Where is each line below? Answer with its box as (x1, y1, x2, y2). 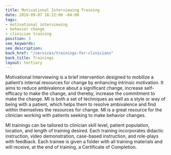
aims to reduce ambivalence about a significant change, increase (5, 85, 143, 91)
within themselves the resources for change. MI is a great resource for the (5, 107, 162, 113)
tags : (5, 17, 17, 22)
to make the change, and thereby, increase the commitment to (23, 90, 155, 96)
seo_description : (5, 46, 43, 51)
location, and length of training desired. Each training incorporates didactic (5, 128, 164, 134)
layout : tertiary (5, 60, 43, 65)
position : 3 (5, 36, 31, 42)
